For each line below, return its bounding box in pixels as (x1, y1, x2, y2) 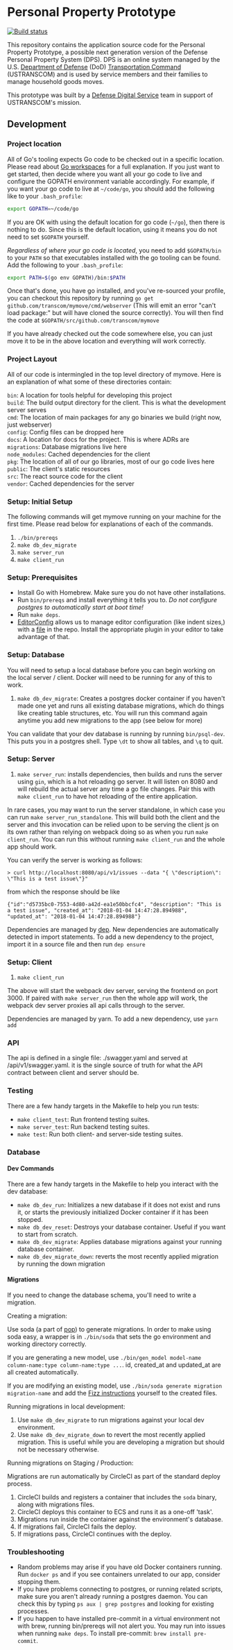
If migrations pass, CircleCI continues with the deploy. (17, 1530, 172, 1538)
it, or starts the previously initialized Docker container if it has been (17, 1208, 209, 1216)
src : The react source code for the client (7, 472, 123, 480)
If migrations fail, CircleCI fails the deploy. (17, 1522, 137, 1531)
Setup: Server (7, 754, 55, 764)
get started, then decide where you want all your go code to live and (7, 169, 202, 178)
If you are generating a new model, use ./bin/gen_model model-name (7, 1354, 202, 1362)
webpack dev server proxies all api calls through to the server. (7, 1001, 185, 1010)
